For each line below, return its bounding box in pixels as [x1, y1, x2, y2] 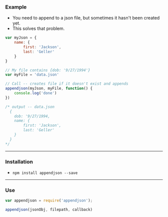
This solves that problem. [12, 26, 65, 32]
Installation [5, 158, 33, 165]
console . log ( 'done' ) [14, 91, 57, 96]
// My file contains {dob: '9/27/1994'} [5, 68, 91, 73]
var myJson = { [5, 35, 37, 41]
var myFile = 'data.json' [5, 72, 59, 77]
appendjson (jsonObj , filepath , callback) [5, 207, 93, 212]
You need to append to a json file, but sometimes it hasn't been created [12, 15, 160, 21]
